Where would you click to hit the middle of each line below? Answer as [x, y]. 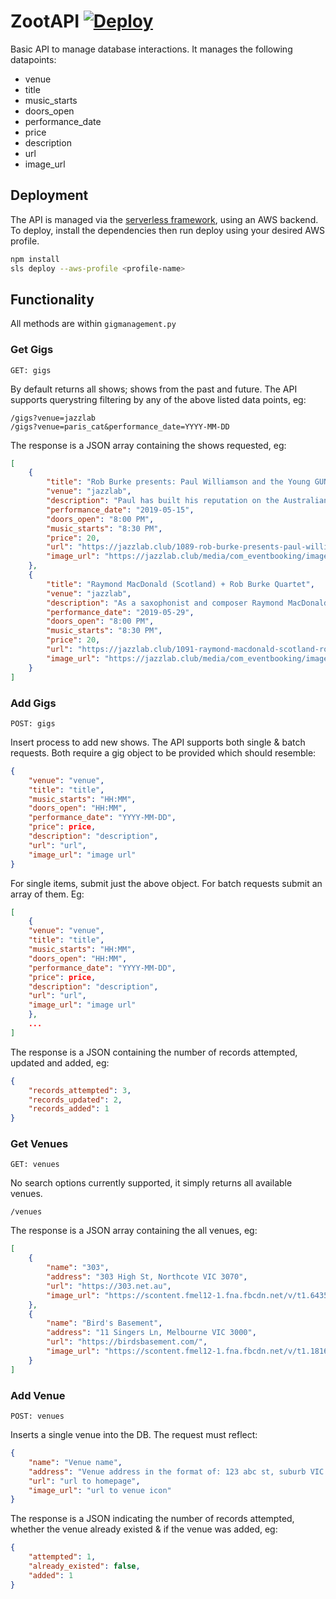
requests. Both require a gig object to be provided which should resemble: [163, 752]
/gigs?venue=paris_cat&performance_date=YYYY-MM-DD [120, 426]
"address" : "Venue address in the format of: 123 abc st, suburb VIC [176, 1471]
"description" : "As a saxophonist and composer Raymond [165, 603]
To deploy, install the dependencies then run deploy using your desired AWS [167, 230]
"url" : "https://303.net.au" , [109, 1286]
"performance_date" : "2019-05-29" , [120, 612]
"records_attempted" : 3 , [80, 1090]
